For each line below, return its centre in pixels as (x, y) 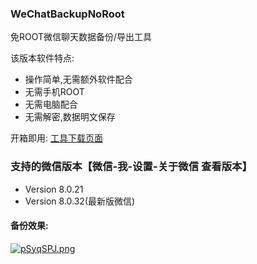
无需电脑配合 (51, 104)
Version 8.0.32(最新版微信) (80, 201)
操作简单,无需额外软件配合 (78, 79)
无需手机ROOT (54, 92)
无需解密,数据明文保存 (70, 117)
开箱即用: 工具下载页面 (56, 138)
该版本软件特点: (42, 58)
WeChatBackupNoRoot (67, 14)
